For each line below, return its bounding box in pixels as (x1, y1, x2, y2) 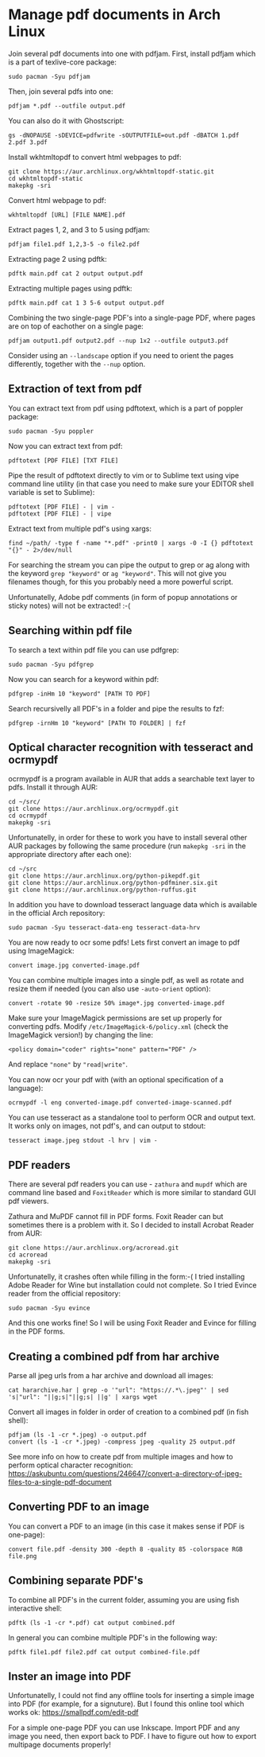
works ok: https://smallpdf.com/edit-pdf (8, 1708, 139, 1717)
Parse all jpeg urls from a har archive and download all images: (8, 1371, 214, 1380)
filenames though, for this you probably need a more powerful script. (8, 577, 234, 586)
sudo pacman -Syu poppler (8, 427, 94, 435)
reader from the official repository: (8, 1289, 121, 1299)
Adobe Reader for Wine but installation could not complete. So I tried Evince (8, 1280, 257, 1290)
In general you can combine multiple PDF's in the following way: (8, 1633, 218, 1642)
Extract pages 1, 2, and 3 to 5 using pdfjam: (8, 224, 151, 234)
